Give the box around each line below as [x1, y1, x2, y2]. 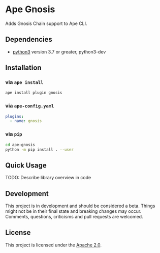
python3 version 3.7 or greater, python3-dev [12, 48, 106, 54]
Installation [5, 64, 42, 72]
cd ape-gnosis [5, 142, 36, 147]
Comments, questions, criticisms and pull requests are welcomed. [5, 214, 143, 220]
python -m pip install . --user [5, 147, 74, 152]
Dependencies [5, 35, 52, 44]
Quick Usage [5, 161, 47, 170]
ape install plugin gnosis [5, 90, 62, 95]
